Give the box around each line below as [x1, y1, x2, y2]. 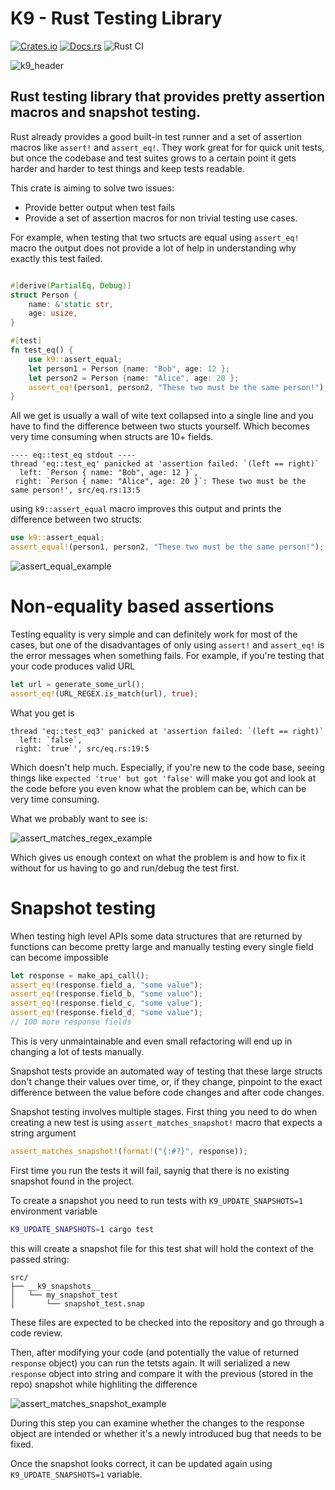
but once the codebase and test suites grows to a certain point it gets [10, 152, 297, 164]
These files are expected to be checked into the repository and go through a [10, 1316, 325, 1328]
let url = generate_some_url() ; [10, 679, 145, 689]
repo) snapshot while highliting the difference [10, 1378, 198, 1390]
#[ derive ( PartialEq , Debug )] [10, 280, 132, 291]
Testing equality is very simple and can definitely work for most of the [10, 628, 298, 640]
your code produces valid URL [10, 660, 136, 672]
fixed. [10, 1438, 34, 1450]
